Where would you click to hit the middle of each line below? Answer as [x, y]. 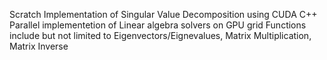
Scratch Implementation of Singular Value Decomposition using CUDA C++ [163, 14]
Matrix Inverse [39, 46]
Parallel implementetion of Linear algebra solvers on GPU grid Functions [158, 25]
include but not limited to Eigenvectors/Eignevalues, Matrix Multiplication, [160, 35]
